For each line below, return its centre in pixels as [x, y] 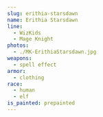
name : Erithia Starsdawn [43, 20]
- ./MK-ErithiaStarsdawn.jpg [55, 52]
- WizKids [27, 33]
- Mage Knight [33, 39]
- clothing [29, 77]
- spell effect [35, 65]
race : [15, 84]
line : [15, 26]
